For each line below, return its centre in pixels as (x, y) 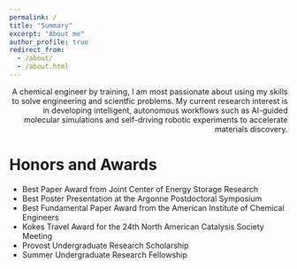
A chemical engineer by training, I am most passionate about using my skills (150, 91)
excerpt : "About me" (47, 34)
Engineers (40, 217)
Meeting (37, 235)
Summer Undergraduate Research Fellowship (105, 254)
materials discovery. (251, 129)
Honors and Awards (83, 165)
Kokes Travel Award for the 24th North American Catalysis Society (143, 227)
